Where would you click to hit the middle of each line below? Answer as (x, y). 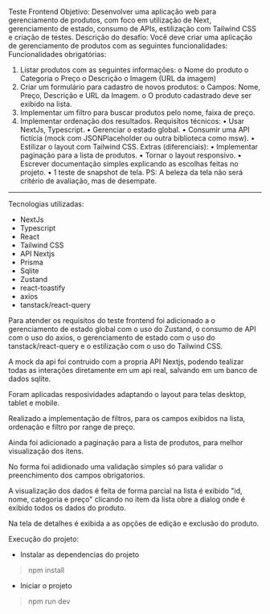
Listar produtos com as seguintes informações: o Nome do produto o (134, 70)
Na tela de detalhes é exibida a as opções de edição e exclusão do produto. (134, 523)
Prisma (32, 262)
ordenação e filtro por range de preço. (72, 427)
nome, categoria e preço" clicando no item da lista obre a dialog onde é (127, 499)
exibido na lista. (46, 104)
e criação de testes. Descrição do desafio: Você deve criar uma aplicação (131, 37)
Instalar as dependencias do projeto (79, 555)
